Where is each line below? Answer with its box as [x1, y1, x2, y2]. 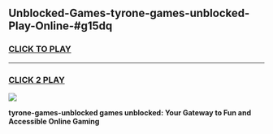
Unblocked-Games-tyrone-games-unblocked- [8, 6, 250, 20]
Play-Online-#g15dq [8, 19, 113, 33]
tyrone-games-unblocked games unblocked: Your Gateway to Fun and [8, 107, 252, 117]
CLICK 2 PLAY [8, 74, 65, 85]
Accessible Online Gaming [8, 116, 100, 126]
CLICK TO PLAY [8, 44, 71, 55]
